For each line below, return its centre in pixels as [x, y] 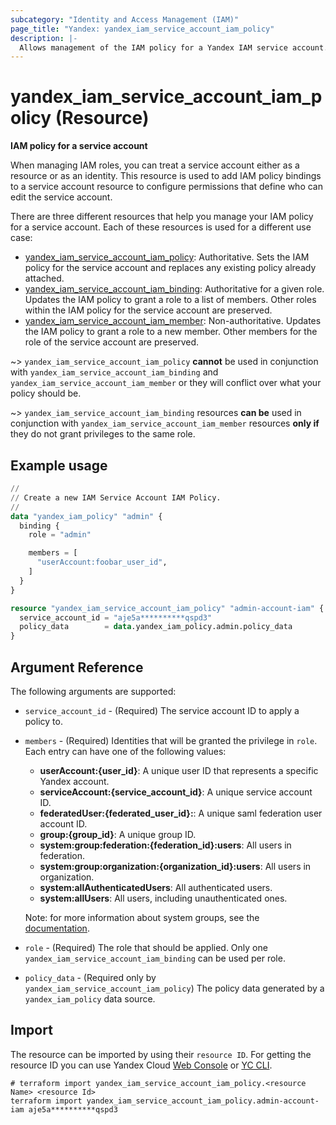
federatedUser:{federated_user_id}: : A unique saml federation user [181, 813]
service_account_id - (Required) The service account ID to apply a [162, 710]
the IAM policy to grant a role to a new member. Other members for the [171, 332]
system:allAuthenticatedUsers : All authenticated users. [156, 887]
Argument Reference [77, 667]
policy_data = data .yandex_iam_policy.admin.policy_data [156, 627]
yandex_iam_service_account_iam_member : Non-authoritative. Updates [173, 321]
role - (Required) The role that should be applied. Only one [146, 947]
